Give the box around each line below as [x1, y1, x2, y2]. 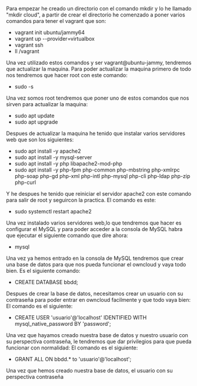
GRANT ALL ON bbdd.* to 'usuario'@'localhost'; [14, 356, 132, 362]
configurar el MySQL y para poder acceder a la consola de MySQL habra [6, 226, 183, 232]
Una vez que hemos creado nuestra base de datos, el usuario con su [6, 367, 173, 374]
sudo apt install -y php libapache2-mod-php [14, 160, 122, 167]
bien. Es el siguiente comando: [6, 268, 81, 274]
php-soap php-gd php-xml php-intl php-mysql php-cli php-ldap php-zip [14, 173, 191, 179]
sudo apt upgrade [14, 118, 58, 126]
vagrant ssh [14, 41, 44, 48]
